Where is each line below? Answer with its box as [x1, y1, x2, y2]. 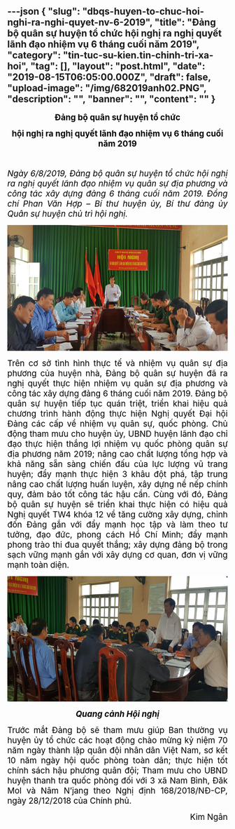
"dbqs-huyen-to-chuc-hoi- [82, 6, 205, 18]
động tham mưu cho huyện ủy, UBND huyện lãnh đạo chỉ [7, 429, 228, 440]
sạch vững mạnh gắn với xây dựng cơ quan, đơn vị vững [7, 550, 228, 560]
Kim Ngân [190, 811, 228, 823]
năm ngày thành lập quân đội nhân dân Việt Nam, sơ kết [7, 745, 229, 756]
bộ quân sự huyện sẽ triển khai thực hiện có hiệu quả [7, 499, 228, 511]
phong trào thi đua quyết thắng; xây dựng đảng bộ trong [7, 539, 228, 551]
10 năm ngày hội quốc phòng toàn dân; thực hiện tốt [7, 755, 228, 766]
